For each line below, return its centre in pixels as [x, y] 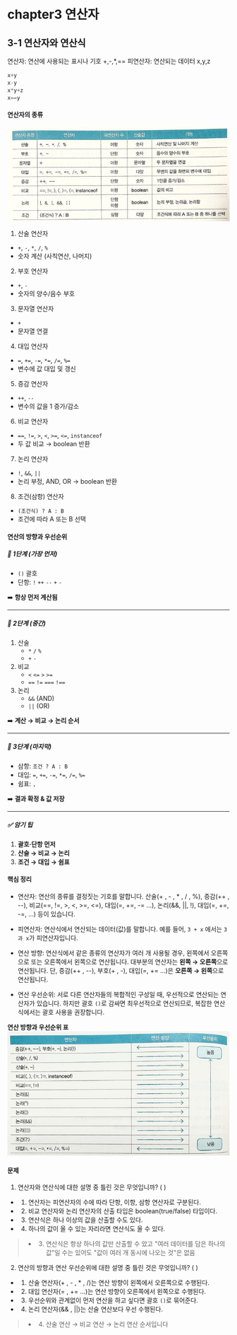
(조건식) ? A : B [41, 511]
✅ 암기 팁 [20, 825]
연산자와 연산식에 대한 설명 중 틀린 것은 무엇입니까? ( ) [92, 1187]
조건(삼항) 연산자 [41, 496]
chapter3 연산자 [53, 14]
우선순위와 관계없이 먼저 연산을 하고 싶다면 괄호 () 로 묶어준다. [113, 1300]
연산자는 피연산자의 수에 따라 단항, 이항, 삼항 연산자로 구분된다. [114, 1202]
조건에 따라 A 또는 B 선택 [52, 519]
